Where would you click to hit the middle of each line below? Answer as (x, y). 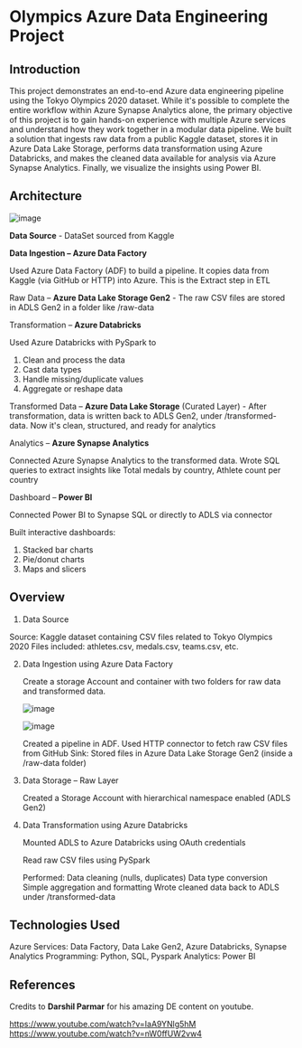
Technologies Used (64, 925)
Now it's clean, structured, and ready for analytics (123, 425)
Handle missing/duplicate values (83, 379)
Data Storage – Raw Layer (70, 780)
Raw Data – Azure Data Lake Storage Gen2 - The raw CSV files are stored (147, 297)
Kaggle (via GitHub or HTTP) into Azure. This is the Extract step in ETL (140, 280)
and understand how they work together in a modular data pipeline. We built (151, 129)
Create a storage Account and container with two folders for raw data (151, 681)
